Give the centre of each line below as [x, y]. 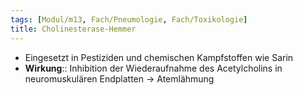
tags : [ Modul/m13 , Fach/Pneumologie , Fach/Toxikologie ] [129, 19]
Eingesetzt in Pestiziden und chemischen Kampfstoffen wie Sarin [159, 57]
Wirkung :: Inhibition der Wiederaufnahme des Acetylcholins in [153, 68]
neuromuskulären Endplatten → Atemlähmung [119, 78]
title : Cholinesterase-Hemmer [73, 29]
